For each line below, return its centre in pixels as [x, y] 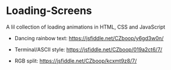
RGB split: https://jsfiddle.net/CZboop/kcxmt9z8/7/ [76, 61]
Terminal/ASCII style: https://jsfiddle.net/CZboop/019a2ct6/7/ [88, 49]
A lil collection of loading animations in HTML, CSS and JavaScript [85, 27]
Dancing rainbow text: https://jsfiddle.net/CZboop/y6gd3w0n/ [89, 38]
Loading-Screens [49, 11]
